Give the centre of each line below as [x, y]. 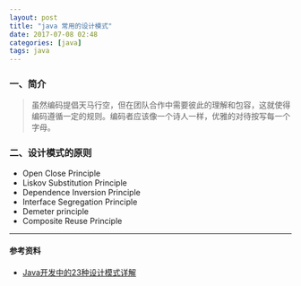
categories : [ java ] [46, 43]
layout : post [34, 17]
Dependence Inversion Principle [81, 192]
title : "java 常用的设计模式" [61, 26]
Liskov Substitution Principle [74, 182]
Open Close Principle [61, 173]
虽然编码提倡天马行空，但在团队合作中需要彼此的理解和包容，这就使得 [161, 105]
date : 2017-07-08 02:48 [54, 34]
